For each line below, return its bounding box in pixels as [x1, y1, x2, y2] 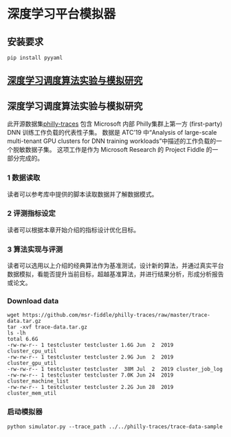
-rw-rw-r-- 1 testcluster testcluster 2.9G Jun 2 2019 [7, 354, 174, 361]
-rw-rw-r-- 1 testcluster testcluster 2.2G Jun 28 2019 [7, 384, 174, 391]
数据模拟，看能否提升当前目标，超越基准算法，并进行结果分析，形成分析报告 [7, 270, 224, 278]
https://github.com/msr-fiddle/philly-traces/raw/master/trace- [22, 312, 211, 319]
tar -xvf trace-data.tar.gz [7, 324, 88, 330]
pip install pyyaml [7, 54, 63, 61]
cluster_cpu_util [7, 348, 57, 355]
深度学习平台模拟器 [7, 6, 116, 22]
